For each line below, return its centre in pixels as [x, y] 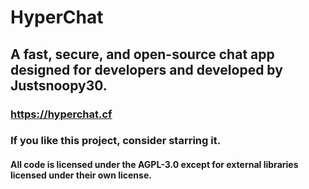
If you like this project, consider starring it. [116, 141]
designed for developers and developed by [146, 69]
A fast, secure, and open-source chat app [142, 54]
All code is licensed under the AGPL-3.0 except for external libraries [154, 165]
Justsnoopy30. [59, 85]
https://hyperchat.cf [61, 114]
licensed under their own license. [81, 175]
